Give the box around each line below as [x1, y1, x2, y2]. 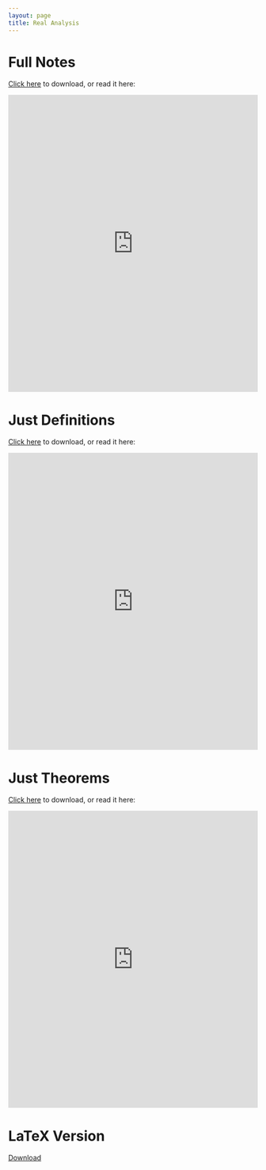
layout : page [8, 11, 51, 20]
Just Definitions [8, 411, 116, 429]
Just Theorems [8, 769, 110, 787]
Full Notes [8, 53, 76, 71]
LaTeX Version [8, 1126, 105, 1145]
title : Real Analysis [8, 19, 80, 27]
